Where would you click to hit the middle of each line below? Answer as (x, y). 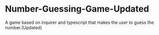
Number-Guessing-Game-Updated (77, 9)
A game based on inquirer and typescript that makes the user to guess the (79, 22)
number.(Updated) (24, 27)
